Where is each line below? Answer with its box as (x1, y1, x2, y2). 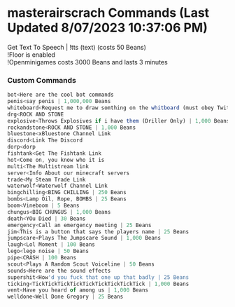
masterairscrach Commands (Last (7, 5, 210, 21)
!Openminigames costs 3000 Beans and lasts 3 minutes (7, 57, 168, 66)
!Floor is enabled (7, 50, 56, 59)
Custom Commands (7, 75, 77, 85)
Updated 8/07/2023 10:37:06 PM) (7, 20, 208, 36)
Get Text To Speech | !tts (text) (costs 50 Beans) (7, 43, 147, 51)
